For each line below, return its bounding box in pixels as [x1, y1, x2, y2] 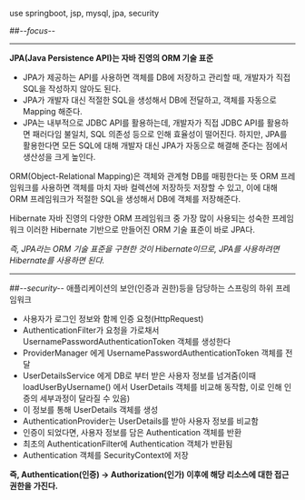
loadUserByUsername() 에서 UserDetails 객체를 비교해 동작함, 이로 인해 [22, 382, 283, 392]
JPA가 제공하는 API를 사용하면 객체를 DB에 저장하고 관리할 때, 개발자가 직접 [22, 72, 291, 83]
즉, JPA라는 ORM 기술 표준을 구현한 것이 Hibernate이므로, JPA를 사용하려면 [9, 244, 280, 254]
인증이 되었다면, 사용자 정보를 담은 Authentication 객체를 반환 [22, 427, 242, 437]
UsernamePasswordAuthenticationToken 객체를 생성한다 [22, 336, 231, 346]
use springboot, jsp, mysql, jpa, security [9, 8, 160, 18]
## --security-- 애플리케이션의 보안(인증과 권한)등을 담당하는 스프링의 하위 [9, 283, 274, 294]
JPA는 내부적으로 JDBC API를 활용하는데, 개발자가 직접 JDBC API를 [22, 117, 265, 128]
